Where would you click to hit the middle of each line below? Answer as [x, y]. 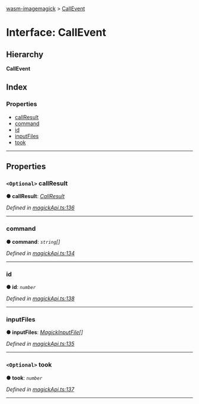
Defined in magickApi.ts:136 [41, 208]
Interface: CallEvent [56, 33]
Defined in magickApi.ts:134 [41, 253]
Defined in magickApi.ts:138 [41, 298]
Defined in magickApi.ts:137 [40, 389]
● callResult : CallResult [36, 196]
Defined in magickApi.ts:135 [40, 344]
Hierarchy [25, 54]
